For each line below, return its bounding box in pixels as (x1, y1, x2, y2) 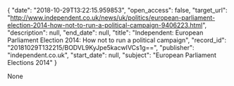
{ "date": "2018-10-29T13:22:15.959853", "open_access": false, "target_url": (7, 6, 228, 14)
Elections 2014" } (7, 59, 58, 66)
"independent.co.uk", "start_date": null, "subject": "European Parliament (7, 51, 216, 59)
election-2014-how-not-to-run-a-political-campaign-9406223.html (7, 21, 203, 29)
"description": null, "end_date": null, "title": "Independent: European (7, 28, 204, 37)
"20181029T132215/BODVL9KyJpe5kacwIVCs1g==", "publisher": (7, 44, 195, 51)
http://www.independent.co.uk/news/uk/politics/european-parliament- (10, 13, 216, 22)
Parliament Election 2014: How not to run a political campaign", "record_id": (7, 36, 227, 44)
